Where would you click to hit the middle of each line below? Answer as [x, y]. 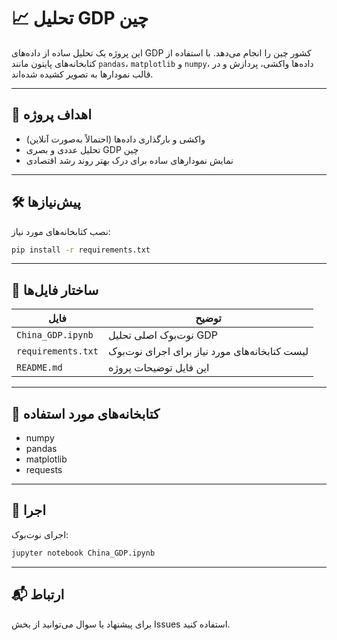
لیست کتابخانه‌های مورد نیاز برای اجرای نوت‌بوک [208, 352]
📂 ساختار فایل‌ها [55, 290]
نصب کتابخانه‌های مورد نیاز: [61, 231]
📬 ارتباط [38, 595]
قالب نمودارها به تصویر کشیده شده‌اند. [82, 74]
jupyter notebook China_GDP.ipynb [83, 553]
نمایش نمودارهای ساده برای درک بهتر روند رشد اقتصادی [129, 160]
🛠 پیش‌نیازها [46, 202]
